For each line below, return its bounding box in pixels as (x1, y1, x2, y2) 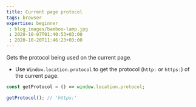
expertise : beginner (6, 20, 59, 26)
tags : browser (6, 15, 42, 21)
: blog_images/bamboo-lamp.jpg (8, 26, 88, 32)
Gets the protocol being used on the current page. (6, 54, 132, 61)
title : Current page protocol (6, 9, 83, 15)
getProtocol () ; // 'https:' (6, 95, 78, 101)
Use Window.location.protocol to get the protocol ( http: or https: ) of (15, 66, 190, 73)
